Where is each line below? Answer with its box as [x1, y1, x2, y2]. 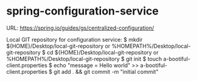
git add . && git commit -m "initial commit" [54, 68, 159, 75]
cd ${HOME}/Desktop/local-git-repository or [46, 48, 159, 56]
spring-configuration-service [6, 4, 159, 18]
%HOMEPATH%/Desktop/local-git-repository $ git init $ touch [6, 55, 162, 62]
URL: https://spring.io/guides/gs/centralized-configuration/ [6, 24, 154, 31]
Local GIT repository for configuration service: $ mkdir [6, 36, 143, 43]
